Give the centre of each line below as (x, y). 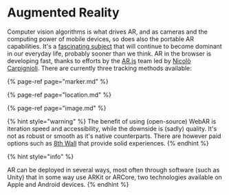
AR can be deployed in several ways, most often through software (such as (113, 170)
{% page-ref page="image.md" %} (57, 108)
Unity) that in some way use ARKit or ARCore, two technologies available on (115, 177)
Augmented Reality (63, 13)
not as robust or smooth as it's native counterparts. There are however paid (114, 136)
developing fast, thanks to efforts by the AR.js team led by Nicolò (99, 60)
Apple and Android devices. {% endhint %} (68, 184)
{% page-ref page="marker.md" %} (58, 81)
